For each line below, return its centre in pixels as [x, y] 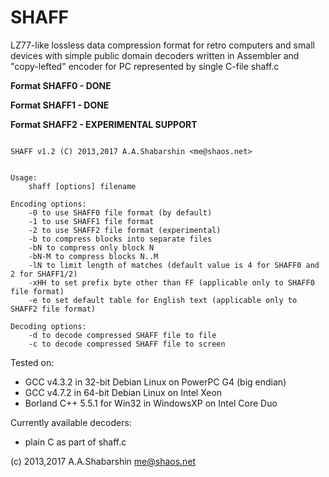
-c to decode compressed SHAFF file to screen [127, 344]
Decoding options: [48, 326]
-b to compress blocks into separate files [120, 239]
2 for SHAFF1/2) [44, 274]
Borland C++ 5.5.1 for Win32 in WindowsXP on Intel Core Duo [151, 403]
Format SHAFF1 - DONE [60, 105]
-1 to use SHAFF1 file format [91, 221]
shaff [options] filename [82, 186]
